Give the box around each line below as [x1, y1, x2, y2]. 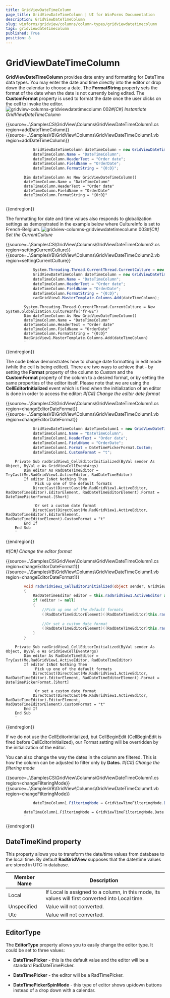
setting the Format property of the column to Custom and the [6, 369, 133, 375]
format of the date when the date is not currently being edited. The [6, 90, 145, 96]
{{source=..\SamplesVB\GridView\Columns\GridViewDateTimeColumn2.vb [6, 252, 160, 258]
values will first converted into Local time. [45, 895, 144, 902]
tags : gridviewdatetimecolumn [6, 26, 70, 31]
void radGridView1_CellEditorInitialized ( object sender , [24, 584, 146, 589]
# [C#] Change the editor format [6, 548, 72, 554]
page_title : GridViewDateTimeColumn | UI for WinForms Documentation [6, 12, 155, 17]
